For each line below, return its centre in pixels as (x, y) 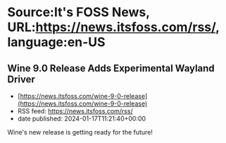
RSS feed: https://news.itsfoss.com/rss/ (75, 111)
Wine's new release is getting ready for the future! (80, 132)
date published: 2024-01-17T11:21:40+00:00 (82, 118)
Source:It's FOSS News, (79, 12)
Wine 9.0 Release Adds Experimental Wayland (111, 68)
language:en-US (56, 42)
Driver (21, 79)
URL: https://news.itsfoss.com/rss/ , (113, 27)
